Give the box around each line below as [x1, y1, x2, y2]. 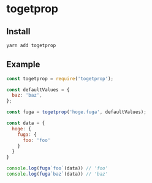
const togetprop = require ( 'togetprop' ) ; [6, 75, 114, 81]
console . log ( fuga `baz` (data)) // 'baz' [6, 171, 108, 177]
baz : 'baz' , [12, 92, 43, 99]
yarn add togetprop [6, 42, 56, 48]
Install [6, 26, 31, 37]
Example [6, 59, 40, 70]
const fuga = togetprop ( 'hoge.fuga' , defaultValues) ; [6, 109, 147, 115]
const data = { [6, 120, 45, 127]
